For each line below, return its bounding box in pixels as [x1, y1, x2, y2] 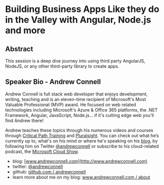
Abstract [5, 44, 33, 53]
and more [5, 25, 46, 36]
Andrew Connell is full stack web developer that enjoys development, [5, 91, 148, 97]
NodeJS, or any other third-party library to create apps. [5, 63, 119, 69]
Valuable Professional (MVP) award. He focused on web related [5, 101, 136, 107]
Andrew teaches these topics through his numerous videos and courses [5, 127, 153, 133]
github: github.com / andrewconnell [12, 168, 86, 174]
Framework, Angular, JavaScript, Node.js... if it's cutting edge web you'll [5, 112, 154, 118]
